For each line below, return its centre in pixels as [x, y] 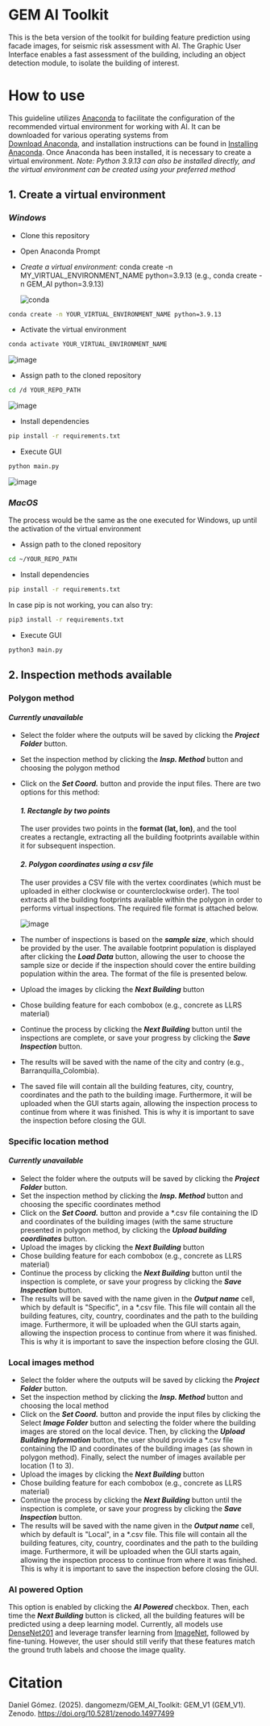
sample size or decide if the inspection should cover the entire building [138, 965]
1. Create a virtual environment [87, 195]
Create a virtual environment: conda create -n [96, 266]
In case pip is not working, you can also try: [81, 605]
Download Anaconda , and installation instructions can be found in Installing [133, 144]
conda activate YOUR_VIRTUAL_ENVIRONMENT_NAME [88, 345]
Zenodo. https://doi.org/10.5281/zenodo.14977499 [91, 1714]
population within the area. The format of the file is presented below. [134, 974]
